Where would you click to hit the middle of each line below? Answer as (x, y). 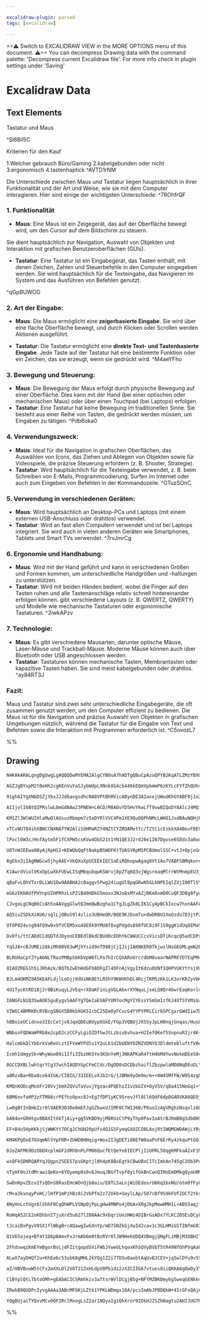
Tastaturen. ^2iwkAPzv (44, 613)
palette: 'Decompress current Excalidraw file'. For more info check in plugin (101, 59)
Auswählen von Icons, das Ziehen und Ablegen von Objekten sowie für (105, 457)
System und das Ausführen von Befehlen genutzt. (78, 280)
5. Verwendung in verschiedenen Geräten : (71, 498)
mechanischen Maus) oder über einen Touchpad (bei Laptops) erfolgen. (106, 402)
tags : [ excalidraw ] (31, 23)
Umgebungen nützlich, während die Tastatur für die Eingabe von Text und (100, 723)
